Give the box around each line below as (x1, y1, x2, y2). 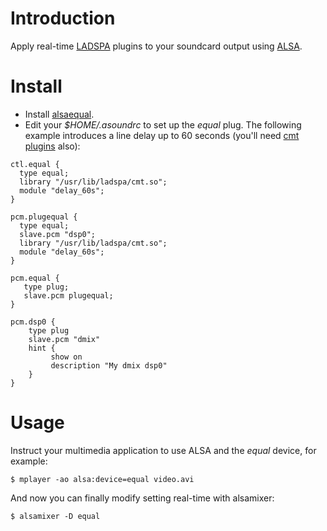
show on (50, 352, 83, 362)
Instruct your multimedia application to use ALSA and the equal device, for (10, 444, 317, 456)
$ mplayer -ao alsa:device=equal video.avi (10, 474, 195, 484)
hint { (28, 343, 56, 353)
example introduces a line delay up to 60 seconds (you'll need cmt (24, 129, 300, 141)
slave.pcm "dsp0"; (19, 229, 97, 239)
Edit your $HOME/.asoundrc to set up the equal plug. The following (24, 118, 302, 131)
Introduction (10, 7, 116, 30)
